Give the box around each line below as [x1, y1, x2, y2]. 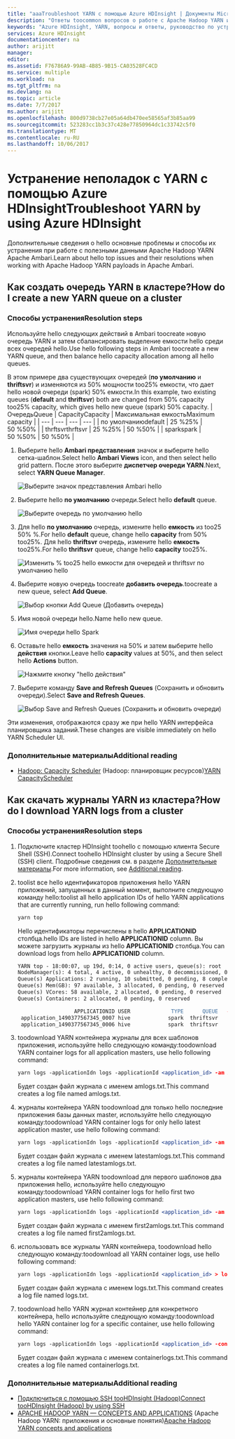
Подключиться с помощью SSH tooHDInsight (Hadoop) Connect [17, 1394, 206, 1403]
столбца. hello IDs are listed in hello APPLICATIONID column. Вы [17, 934, 204, 943]
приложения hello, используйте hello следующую [17, 1180, 166, 1189]
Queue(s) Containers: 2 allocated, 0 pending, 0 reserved [17, 995, 190, 1002]
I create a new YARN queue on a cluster [7, 292, 183, 304]
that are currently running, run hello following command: [17, 900, 180, 909]
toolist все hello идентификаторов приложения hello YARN [17, 878, 191, 886]
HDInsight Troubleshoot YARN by [7, 201, 201, 217]
